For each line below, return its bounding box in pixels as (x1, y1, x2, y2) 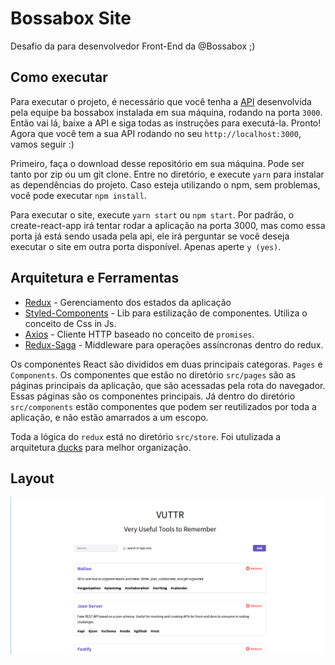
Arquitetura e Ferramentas (10, 270, 180, 287)
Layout (10, 470, 55, 487)
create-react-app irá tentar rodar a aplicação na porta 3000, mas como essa (10, 219, 326, 231)
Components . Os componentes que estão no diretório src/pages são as (10, 368, 297, 381)
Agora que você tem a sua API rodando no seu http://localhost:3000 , (10, 127, 302, 139)
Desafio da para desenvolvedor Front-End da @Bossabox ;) (10, 40, 256, 52)
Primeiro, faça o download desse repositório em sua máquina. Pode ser (10, 157, 305, 169)
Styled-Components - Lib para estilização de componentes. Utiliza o (24, 307, 308, 319)
